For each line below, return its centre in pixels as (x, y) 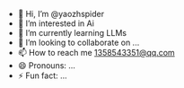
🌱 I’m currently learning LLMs (72, 33)
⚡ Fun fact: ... (42, 75)
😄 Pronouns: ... (47, 66)
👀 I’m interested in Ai (56, 23)
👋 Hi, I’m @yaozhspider (61, 14)
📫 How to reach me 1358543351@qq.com (96, 53)
